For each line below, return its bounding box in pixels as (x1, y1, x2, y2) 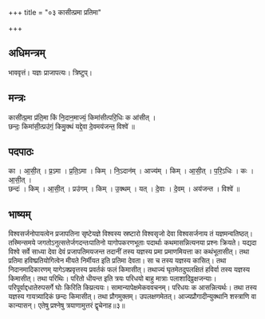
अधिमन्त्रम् (8, 46, 45, 60)
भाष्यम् (8, 207, 31, 221)
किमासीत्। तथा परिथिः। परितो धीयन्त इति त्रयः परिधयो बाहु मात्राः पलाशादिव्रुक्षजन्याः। (8, 274, 217, 283)
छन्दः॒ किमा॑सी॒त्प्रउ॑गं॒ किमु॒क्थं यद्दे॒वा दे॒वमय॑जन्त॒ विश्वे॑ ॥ (8, 121, 136, 131)
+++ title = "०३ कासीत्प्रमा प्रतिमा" (8, 8, 102, 17)
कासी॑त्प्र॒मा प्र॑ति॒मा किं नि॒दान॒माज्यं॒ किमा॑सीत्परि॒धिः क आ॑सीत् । (8, 112, 156, 122)
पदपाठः (8, 145, 34, 159)
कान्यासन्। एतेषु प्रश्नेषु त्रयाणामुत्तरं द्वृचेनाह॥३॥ (8, 301, 125, 310)
